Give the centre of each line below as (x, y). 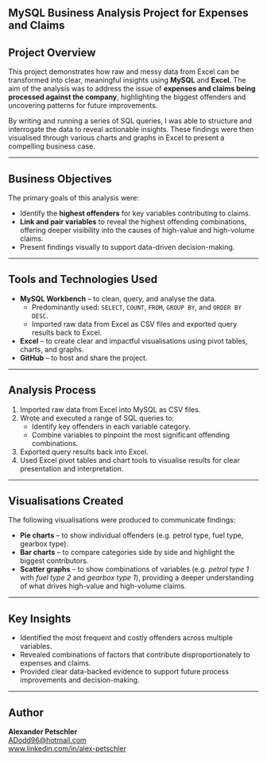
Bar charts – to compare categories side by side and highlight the (127, 553)
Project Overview (52, 52)
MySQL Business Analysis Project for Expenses (128, 13)
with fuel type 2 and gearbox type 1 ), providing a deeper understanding (137, 578)
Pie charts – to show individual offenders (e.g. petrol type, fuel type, (132, 535)
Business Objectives (60, 179)
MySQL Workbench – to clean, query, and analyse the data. (118, 298)
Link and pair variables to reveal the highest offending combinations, (133, 222)
